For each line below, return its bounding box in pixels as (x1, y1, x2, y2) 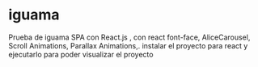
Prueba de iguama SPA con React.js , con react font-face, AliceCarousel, (8, 32, 251, 42)
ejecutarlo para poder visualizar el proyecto (8, 49, 154, 59)
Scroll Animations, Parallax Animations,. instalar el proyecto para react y (8, 40, 248, 50)
